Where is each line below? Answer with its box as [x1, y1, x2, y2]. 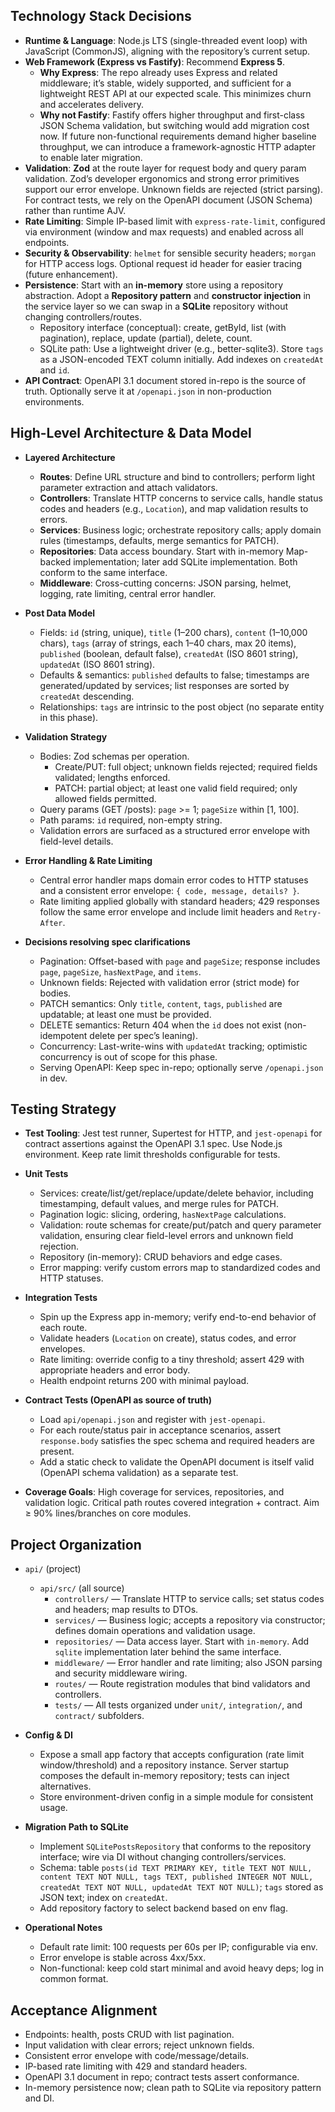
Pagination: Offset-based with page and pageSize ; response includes [39, 955, 321, 967]
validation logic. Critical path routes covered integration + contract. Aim [24, 1497, 320, 1509]
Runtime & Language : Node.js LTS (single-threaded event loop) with [24, 34, 308, 46]
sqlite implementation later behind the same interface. [54, 1646, 282, 1658]
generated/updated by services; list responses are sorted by [39, 679, 290, 691]
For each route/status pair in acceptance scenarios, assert [39, 1424, 282, 1436]
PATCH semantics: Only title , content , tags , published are [39, 997, 283, 1009]
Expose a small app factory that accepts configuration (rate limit [39, 1749, 305, 1761]
